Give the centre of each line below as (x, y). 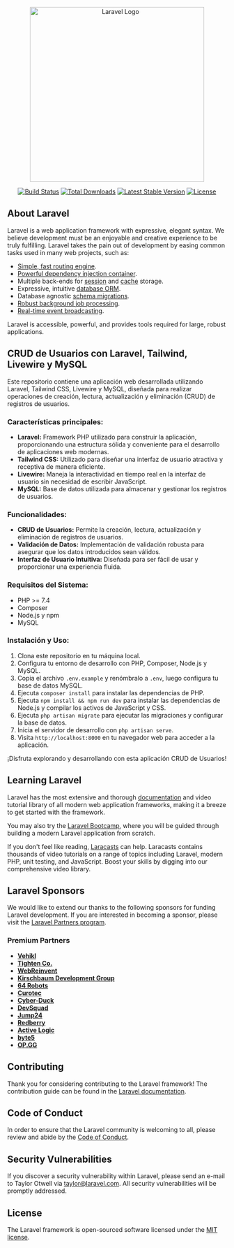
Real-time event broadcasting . (61, 310)
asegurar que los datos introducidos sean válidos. (89, 552)
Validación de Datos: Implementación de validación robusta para (111, 544)
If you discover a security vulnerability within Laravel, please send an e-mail (116, 1176)
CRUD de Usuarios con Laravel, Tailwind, (97, 354)
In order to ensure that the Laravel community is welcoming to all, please (111, 1130)
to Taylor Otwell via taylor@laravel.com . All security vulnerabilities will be (112, 1184)
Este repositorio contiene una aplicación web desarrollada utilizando (105, 382)
